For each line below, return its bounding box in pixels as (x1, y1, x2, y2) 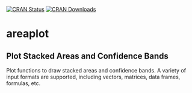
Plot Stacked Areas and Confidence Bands (6, 51, 169, 61)
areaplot (6, 27, 49, 40)
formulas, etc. (6, 80, 41, 87)
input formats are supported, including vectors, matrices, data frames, (6, 73, 181, 80)
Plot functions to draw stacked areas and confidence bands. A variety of (6, 67, 187, 74)
